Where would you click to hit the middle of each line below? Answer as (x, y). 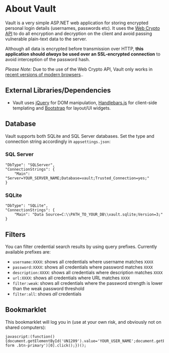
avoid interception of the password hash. (48, 59)
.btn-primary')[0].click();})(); (51, 345)
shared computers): (26, 327)
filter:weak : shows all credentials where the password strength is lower (88, 283)
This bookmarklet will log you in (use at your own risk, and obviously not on (83, 322)
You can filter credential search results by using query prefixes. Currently (81, 246)
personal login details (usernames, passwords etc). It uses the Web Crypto (82, 28)
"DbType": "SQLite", (27, 206)
